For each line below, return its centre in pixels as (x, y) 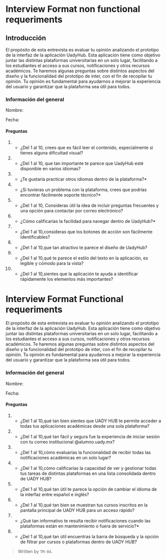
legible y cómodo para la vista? (52, 263)
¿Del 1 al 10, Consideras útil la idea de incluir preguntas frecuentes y (89, 205)
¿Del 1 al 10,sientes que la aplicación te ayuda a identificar (79, 274)
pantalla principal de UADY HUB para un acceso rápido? (77, 510)
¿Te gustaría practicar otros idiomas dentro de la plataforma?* (83, 179)
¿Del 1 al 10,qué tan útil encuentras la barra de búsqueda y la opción (89, 536)
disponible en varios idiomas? (50, 168)
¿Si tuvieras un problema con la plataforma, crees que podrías (83, 190)
